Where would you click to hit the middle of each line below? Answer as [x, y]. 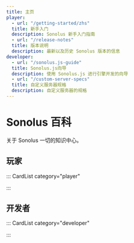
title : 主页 [20, 12]
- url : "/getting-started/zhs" [51, 23]
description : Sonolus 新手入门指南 [53, 34]
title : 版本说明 [30, 46]
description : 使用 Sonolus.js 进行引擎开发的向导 [70, 74]
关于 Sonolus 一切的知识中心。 [44, 140]
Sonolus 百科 [39, 122]
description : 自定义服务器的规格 [49, 91]
